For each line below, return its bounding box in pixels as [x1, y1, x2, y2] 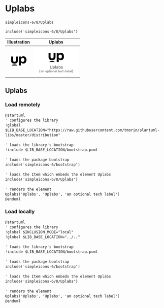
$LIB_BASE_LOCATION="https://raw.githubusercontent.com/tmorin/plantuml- [5, 128, 160, 133]
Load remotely [5, 101, 41, 108]
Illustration [7, 39, 31, 45]
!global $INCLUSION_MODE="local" [5, 230, 74, 235]
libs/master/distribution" [5, 133, 61, 137]
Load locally [5, 208, 35, 215]
